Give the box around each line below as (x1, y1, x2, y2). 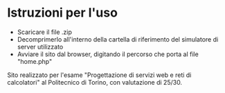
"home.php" (17, 57, 53, 65)
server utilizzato (17, 42, 64, 51)
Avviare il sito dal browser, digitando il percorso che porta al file (17, 50, 199, 58)
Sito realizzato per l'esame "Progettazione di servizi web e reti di (7, 71, 192, 79)
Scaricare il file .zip (17, 28, 73, 36)
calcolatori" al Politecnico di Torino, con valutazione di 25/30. (7, 78, 182, 86)
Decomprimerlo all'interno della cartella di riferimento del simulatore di (17, 35, 219, 43)
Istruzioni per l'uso (7, 5, 118, 21)
